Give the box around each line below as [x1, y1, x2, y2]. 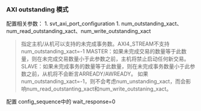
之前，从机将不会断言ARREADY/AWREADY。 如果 [26, 70, 149, 77]
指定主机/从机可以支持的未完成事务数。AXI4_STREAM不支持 [20, 40, 170, 47]
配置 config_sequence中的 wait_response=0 [6, 98, 116, 106]
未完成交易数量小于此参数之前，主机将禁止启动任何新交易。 [41, 55, 190, 62]
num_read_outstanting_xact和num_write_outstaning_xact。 [26, 85, 172, 92]
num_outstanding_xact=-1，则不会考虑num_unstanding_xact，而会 [20, 78, 186, 85]
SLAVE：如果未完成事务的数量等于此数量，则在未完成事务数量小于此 [20, 63, 190, 70]
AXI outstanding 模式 [6, 5, 69, 13]
